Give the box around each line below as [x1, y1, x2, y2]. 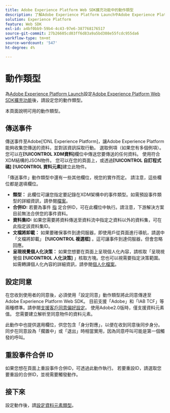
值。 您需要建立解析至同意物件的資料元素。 [5, 311, 95, 317]
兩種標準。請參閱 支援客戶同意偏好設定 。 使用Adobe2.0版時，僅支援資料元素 [5, 305, 164, 311]
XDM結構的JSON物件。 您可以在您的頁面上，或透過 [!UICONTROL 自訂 [5, 158, 153, 164]
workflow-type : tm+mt [5, 36, 51, 41]
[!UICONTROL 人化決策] [22, 255, 73, 261]
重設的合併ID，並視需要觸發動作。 [9, 371, 81, 378]
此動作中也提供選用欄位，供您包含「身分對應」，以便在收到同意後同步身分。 [5, 322, 163, 328]
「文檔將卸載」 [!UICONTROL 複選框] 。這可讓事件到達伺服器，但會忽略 [12, 236, 163, 242]
